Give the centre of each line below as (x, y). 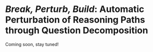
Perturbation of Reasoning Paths (75, 20)
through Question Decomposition (77, 30)
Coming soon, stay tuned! (32, 44)
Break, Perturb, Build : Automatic (75, 9)
